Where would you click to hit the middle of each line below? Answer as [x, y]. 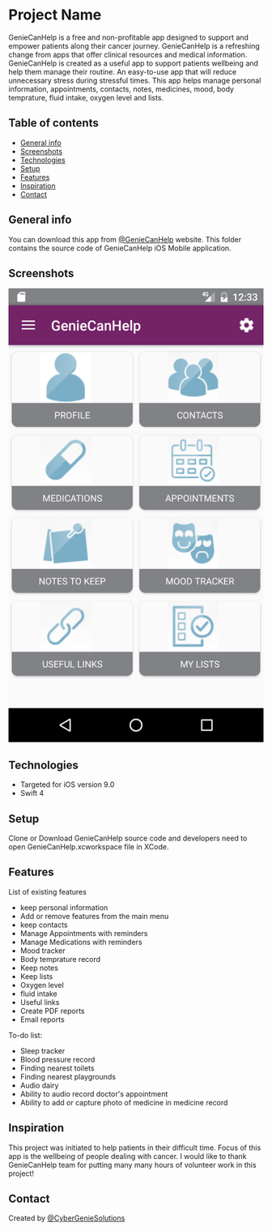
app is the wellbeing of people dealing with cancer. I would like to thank [127, 1156]
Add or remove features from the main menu [94, 916]
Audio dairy [39, 1085]
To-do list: [25, 1035]
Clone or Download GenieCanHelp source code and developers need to [128, 838]
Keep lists [36, 976]
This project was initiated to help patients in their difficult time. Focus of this [135, 1148]
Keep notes [39, 968]
